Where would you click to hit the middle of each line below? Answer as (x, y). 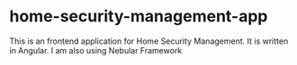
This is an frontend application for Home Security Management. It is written (149, 41)
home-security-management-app (139, 16)
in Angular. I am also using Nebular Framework (96, 50)
